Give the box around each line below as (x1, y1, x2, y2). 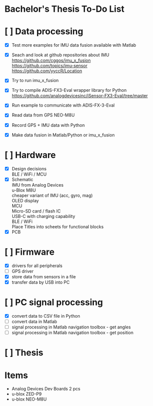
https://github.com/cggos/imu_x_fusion (11, 57, 91, 63)
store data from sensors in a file (11, 273, 76, 279)
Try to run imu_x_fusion (11, 78, 59, 83)
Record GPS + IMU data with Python (11, 122, 85, 128)
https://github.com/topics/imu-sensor (11, 63, 87, 69)
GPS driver (11, 268, 34, 274)
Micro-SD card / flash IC (11, 208, 61, 214)
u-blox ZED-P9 (11, 391, 42, 397)
